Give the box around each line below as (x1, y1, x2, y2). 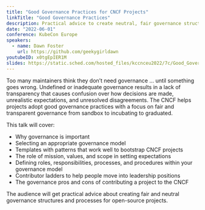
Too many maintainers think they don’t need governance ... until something (6, 77, 195, 84)
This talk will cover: (6, 121, 55, 128)
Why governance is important (15, 132, 90, 140)
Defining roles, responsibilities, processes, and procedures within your (15, 159, 193, 166)
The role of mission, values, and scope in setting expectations (15, 152, 171, 159)
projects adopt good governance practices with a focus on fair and (6, 103, 174, 110)
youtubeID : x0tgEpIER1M (6, 54, 67, 60)
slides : (6, 60, 26, 66)
